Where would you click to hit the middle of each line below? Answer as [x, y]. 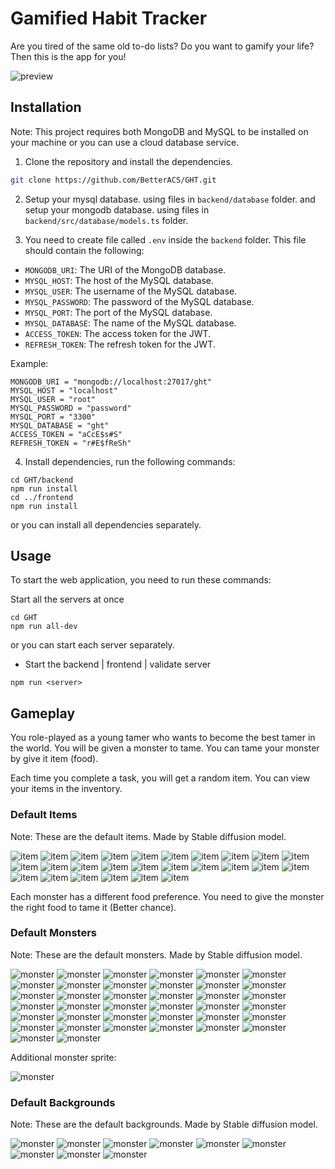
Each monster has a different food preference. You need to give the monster [167, 896]
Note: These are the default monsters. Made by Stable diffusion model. [156, 954]
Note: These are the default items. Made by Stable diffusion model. [148, 836]
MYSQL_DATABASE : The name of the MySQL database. [130, 323]
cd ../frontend [42, 497]
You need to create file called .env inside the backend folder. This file [165, 239]
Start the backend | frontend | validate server [118, 664]
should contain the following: [84, 250]
